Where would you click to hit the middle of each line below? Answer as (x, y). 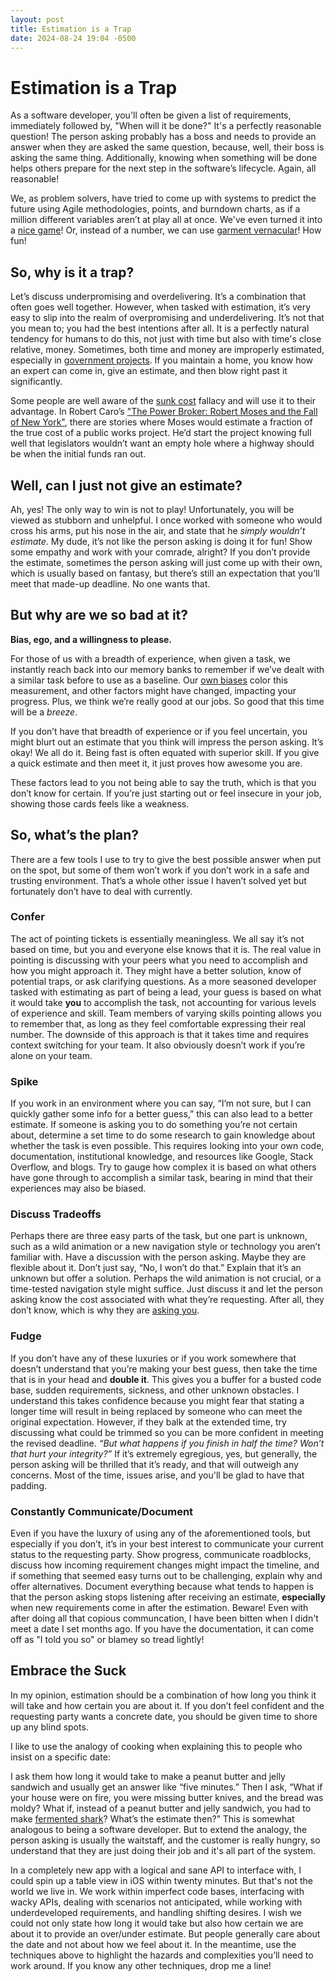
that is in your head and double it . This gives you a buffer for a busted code (166, 1379)
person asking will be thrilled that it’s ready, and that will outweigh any (154, 1464)
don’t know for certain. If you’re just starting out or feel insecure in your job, (166, 793)
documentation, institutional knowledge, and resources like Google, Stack (162, 1157)
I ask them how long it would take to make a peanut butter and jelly (148, 1776)
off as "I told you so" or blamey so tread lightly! (107, 1640)
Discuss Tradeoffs (56, 1214)
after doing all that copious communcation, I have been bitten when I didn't (164, 1618)
